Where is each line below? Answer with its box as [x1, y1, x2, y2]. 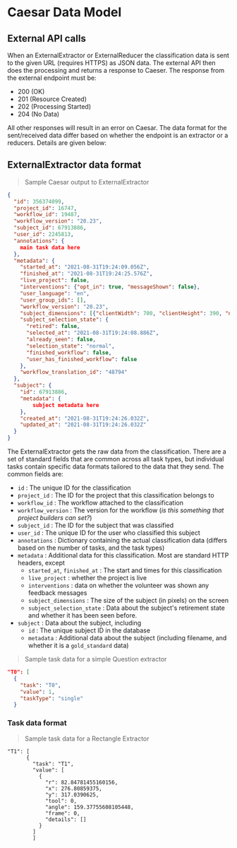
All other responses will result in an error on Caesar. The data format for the [7, 124, 227, 131]
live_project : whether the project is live [28, 574, 147, 582]
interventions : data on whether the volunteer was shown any [28, 581, 209, 590]
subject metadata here [32, 401, 99, 408]
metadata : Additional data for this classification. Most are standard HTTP [17, 551, 229, 560]
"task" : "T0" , [20, 681, 61, 689]
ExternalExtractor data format [7, 159, 142, 171]
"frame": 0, [44, 810, 80, 817]
